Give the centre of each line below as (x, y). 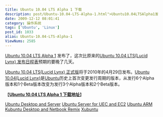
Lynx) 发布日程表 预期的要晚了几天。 (41, 62)
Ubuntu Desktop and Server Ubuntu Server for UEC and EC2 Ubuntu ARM (79, 104)
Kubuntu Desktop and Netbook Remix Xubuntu (52, 109)
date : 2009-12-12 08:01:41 (32, 18)
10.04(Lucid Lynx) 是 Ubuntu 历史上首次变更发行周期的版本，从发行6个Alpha (80, 78)
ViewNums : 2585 (20, 41)
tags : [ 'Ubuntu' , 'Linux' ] (32, 28)
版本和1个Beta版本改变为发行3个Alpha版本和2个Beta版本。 (64, 84)
